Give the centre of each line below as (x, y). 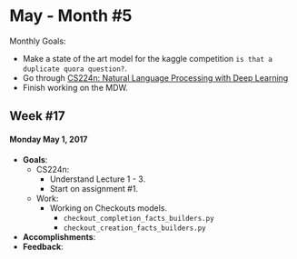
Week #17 (37, 116)
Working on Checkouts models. (109, 208)
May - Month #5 (71, 16)
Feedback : (43, 246)
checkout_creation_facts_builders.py (134, 228)
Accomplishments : (59, 236)
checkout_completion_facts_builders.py (139, 218)
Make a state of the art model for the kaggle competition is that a (147, 58)
